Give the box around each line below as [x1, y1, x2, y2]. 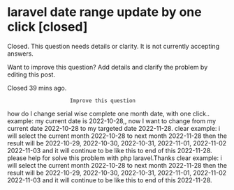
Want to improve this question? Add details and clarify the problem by [7, 63, 208, 71]
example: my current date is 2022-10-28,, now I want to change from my [7, 116, 217, 125]
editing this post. [7, 70, 56, 79]
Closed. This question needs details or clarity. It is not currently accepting [7, 42, 220, 50]
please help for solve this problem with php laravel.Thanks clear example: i [7, 154, 222, 162]
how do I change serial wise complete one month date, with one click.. [7, 109, 210, 118]
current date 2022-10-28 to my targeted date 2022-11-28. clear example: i [7, 124, 221, 132]
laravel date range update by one [7, 4, 202, 20]
